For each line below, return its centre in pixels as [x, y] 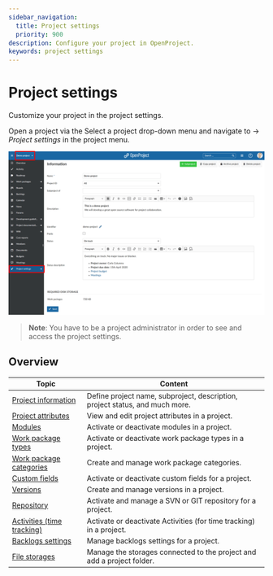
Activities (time [37, 521]
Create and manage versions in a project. [155, 490]
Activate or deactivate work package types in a [165, 439]
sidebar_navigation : [43, 17]
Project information [44, 400]
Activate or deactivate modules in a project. [159, 427]
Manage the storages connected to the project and [171, 552]
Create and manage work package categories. [164, 463]
